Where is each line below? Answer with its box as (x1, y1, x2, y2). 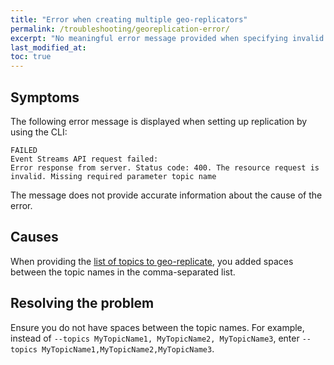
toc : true (10, 52, 52, 62)
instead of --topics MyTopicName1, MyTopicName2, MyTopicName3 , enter (10, 332, 300, 344)
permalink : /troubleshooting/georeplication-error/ (10, 24, 230, 34)
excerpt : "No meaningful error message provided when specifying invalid (10, 33, 325, 43)
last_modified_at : (10, 42, 87, 53)
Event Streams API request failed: (10, 154, 159, 164)
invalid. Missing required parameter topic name (10, 171, 217, 181)
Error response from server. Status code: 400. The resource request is (10, 162, 320, 173)
